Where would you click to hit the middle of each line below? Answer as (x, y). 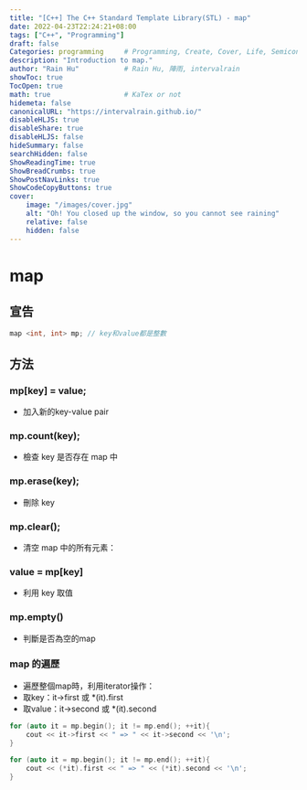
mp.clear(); (35, 527)
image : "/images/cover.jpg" (79, 205)
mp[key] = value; (48, 390)
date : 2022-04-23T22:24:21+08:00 (73, 27)
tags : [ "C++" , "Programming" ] (67, 35)
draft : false (34, 43)
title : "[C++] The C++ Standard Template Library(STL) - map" (130, 18)
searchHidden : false (49, 154)
